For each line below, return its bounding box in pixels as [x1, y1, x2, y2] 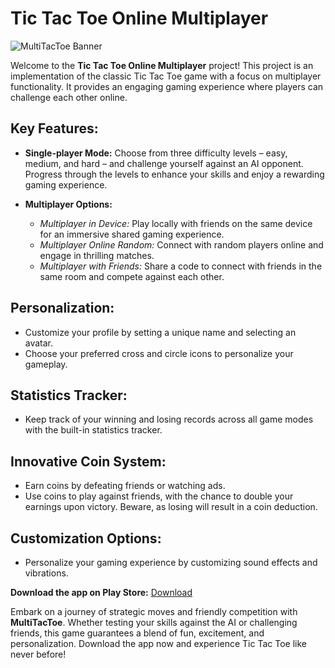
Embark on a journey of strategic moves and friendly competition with [10, 606, 298, 617]
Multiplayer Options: [24, 198, 113, 210]
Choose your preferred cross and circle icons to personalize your [24, 347, 294, 359]
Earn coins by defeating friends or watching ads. [24, 480, 226, 492]
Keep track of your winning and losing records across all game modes [24, 413, 314, 426]
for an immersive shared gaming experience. [39, 228, 225, 240]
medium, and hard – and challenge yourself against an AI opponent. [24, 157, 304, 169]
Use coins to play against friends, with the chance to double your [24, 490, 294, 502]
